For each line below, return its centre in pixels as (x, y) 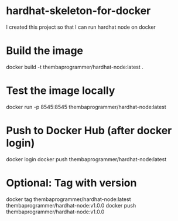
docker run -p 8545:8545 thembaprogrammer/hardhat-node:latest (86, 107)
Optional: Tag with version (71, 183)
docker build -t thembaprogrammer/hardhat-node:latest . (75, 67)
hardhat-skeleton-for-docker (78, 11)
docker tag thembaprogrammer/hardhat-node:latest (69, 199)
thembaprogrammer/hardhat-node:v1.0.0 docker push (71, 205)
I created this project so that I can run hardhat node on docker (81, 27)
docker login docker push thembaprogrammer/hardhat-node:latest (86, 159)
